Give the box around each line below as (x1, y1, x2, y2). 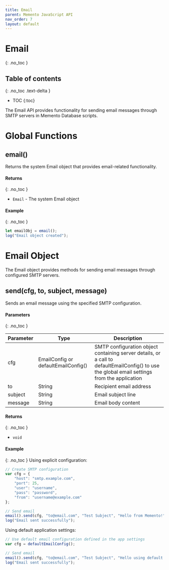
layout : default (5, 21, 39, 27)
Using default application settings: (5, 527, 76, 533)
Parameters (5, 312, 30, 318)
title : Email (5, 7, 33, 13)
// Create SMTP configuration (5, 467, 69, 472)
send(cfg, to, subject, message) (5, 287, 107, 295)
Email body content (95, 399, 140, 406)
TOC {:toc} (12, 98, 35, 103)
